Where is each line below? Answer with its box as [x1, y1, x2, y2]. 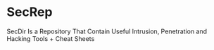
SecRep [6, 4, 53, 20]
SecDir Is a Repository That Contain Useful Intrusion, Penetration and [6, 27, 208, 35]
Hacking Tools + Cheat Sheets [6, 34, 95, 42]
